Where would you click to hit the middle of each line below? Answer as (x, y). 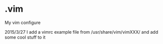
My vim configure (23, 22)
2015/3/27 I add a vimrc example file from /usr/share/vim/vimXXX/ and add (81, 32)
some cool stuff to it (25, 37)
